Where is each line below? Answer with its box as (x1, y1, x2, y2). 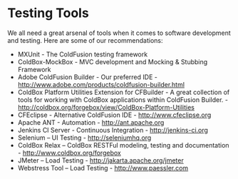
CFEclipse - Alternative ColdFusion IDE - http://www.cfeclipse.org (17, 111, 212, 119)
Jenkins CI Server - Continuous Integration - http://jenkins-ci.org (17, 126, 209, 134)
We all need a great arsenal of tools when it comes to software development (7, 29, 232, 37)
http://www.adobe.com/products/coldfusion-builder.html (17, 80, 185, 88)
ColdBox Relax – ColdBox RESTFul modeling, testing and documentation (17, 140, 229, 149)
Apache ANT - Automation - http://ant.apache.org (17, 118, 165, 126)
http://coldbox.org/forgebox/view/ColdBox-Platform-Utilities (17, 103, 195, 111)
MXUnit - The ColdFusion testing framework (17, 50, 148, 58)
